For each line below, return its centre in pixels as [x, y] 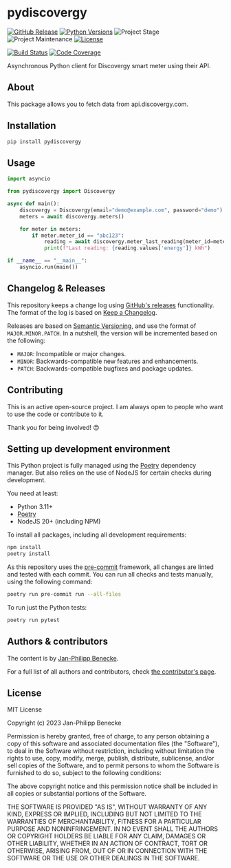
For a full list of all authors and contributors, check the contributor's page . [112, 671]
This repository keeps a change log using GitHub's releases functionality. [111, 305]
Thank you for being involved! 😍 [53, 427]
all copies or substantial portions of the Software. [77, 794]
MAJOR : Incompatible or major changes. [71, 353]
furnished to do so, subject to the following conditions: [84, 773]
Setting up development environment [89, 449]
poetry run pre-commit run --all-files [64, 595]
